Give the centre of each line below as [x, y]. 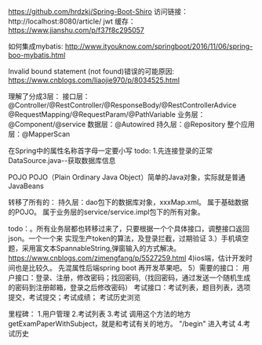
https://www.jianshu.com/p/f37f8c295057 [76, 30]
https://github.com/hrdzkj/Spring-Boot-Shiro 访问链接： [98, 11]
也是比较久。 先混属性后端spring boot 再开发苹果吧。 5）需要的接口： [127, 268]
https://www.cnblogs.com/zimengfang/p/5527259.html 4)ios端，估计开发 [127, 258]
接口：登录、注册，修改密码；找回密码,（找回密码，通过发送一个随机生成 [133, 278]
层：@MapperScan [39, 134]
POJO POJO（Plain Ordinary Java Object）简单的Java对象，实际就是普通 [127, 177]
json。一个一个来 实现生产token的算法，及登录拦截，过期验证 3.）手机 [122, 238]
